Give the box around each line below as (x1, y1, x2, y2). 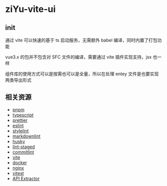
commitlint (12, 149, 34, 155)
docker (12, 160, 27, 166)
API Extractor (12, 176, 40, 182)
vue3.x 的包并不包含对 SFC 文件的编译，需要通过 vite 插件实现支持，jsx (5, 54, 152, 60)
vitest (12, 170, 24, 176)
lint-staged (12, 144, 35, 150)
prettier (12, 117, 28, 123)
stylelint (12, 128, 29, 134)
